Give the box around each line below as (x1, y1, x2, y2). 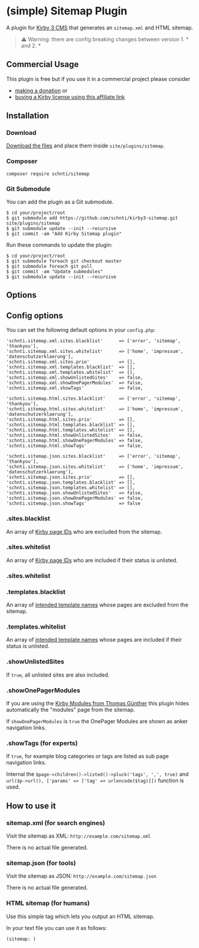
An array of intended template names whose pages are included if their (6, 636, 182, 644)
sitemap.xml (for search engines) (6, 819, 105, 827)
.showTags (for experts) (6, 739, 78, 747)
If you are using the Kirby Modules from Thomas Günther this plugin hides (6, 699, 189, 707)
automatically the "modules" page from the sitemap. (6, 706, 135, 713)
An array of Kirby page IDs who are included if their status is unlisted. (6, 556, 178, 564)
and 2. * (20, 42, 41, 49)
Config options (6, 310, 64, 321)
